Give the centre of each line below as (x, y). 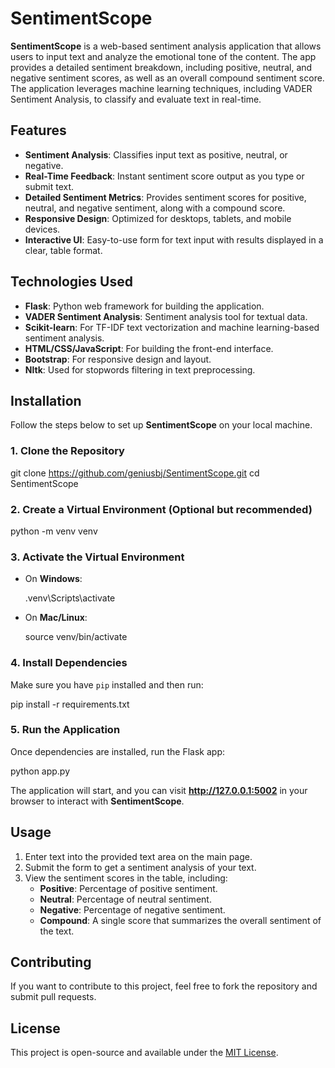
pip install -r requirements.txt (70, 704)
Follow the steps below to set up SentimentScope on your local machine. (161, 425)
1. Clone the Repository (67, 451)
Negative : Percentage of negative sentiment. (132, 909)
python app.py (40, 771)
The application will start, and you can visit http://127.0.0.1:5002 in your (159, 790)
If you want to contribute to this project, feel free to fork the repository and (164, 986)
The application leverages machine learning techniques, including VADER (161, 88)
